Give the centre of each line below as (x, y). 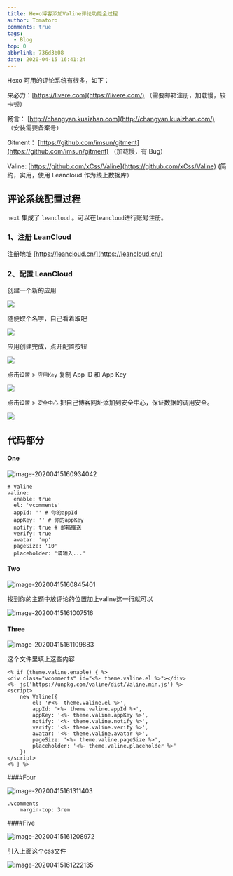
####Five (21, 823)
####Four (22, 777)
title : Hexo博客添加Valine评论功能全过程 (63, 14)
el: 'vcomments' (37, 505)
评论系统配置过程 (44, 200)
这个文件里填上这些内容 (41, 659)
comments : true (29, 27)
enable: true (33, 499)
